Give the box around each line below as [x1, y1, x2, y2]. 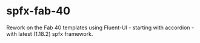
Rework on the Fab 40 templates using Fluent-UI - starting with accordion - [6, 24, 195, 31]
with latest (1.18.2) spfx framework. [6, 30, 93, 37]
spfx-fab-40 [6, 4, 71, 18]
